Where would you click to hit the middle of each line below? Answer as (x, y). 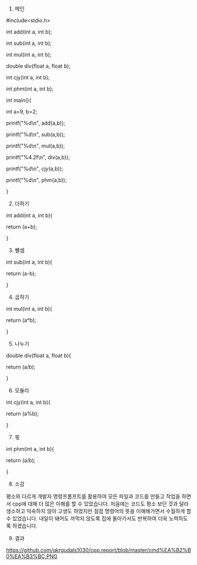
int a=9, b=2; (22, 112)
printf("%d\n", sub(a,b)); (36, 134)
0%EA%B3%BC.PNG (32, 556)
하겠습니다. (25, 526)
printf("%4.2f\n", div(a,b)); (38, 157)
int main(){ (19, 100)
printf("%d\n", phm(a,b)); (36, 180)
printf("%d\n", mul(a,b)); (36, 146)
